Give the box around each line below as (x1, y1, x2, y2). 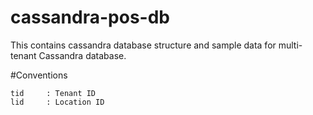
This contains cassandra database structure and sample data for (10, 39, 277, 51)
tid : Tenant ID (10, 88, 97, 98)
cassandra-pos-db (10, 6, 170, 29)
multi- (278, 39, 303, 51)
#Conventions (10, 69, 68, 81)
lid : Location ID (10, 97, 105, 107)
